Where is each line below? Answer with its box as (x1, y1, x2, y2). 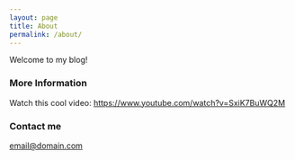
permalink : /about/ (9, 30, 83, 39)
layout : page (9, 13, 58, 22)
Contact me (9, 120, 62, 132)
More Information (9, 77, 87, 90)
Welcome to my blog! (9, 55, 88, 66)
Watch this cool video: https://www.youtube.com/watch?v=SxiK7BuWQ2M (9, 97, 286, 108)
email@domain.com (9, 140, 84, 151)
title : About (9, 22, 58, 31)
